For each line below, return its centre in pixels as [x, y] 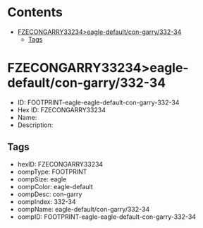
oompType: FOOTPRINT [52, 172]
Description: [35, 125]
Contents [35, 12]
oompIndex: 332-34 [47, 201]
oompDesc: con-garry [50, 194]
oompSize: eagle [42, 179]
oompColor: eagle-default [55, 186]
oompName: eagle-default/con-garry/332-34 [84, 209]
